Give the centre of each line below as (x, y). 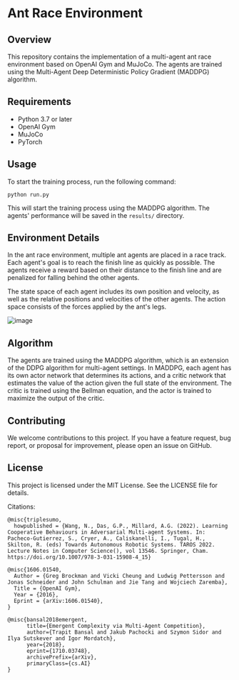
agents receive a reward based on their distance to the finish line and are (115, 270)
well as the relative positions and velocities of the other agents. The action (117, 299)
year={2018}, (46, 644)
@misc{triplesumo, (35, 519)
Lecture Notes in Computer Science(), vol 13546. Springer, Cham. (108, 551)
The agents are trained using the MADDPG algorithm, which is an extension (118, 360)
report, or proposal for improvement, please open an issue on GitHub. (110, 446)
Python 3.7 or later (45, 119)
